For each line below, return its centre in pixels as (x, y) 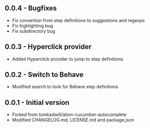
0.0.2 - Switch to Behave (44, 75)
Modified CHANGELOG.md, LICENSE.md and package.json (73, 120)
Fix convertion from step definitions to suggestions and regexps (78, 20)
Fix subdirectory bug (34, 31)
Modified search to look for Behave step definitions (65, 87)
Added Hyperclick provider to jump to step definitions (68, 59)
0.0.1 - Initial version (37, 102)
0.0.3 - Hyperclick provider (48, 47)
